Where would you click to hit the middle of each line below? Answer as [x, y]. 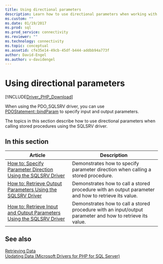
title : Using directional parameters [43, 9]
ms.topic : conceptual [27, 46]
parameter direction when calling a [112, 170]
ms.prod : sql [18, 28]
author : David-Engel [26, 55]
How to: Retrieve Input [33, 207]
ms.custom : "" [19, 19]
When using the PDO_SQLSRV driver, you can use [55, 106]
